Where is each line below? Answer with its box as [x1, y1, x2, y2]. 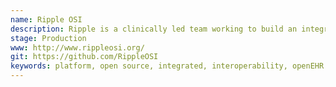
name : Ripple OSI [10, 14, 83, 25]
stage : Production [10, 33, 87, 43]
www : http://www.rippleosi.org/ [10, 42, 145, 53]
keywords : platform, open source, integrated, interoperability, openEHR [10, 61, 325, 71]
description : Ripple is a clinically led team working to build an [10, 24, 298, 34]
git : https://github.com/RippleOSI [10, 52, 159, 62]
